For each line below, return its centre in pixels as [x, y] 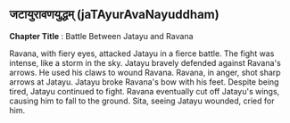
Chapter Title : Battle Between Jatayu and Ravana [101, 36]
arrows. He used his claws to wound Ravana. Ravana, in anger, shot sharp [145, 72]
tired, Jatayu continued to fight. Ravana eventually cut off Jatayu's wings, [145, 91]
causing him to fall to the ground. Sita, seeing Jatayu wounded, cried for [142, 101]
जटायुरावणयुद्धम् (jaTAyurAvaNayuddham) [115, 15]
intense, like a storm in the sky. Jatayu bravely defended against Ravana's [145, 62]
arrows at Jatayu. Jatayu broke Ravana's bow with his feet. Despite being [144, 82]
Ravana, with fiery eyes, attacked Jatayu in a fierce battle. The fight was [142, 53]
